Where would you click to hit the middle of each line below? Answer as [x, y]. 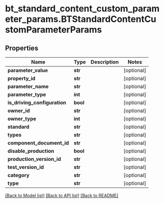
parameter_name [28, 86]
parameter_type [27, 95]
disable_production [31, 151]
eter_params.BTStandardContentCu [81, 19]
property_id [21, 78]
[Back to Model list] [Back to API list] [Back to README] [62, 196]
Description [105, 62]
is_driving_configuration [37, 102]
